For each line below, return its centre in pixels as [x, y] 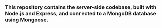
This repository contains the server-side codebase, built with [81, 7]
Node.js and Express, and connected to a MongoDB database [81, 13]
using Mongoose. [27, 20]
